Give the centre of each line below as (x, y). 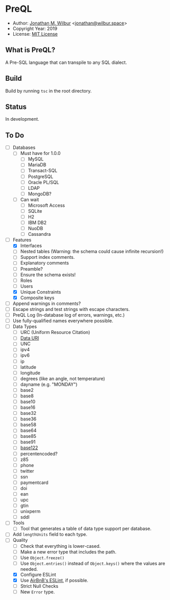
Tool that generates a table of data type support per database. (86, 529)
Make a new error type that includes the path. (68, 552)
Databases (24, 148)
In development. (22, 119)
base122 (29, 448)
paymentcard (34, 482)
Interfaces (31, 246)
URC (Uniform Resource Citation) (55, 332)
